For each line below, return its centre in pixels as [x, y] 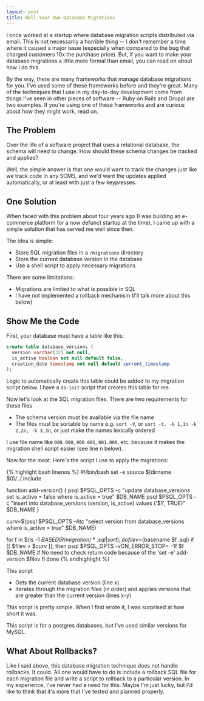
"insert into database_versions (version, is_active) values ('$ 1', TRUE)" [98, 503]
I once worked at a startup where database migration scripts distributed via [100, 35]
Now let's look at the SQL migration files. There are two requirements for [97, 399]
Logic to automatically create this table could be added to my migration [95, 381]
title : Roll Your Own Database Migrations [61, 18]
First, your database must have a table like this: [65, 335]
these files [19, 406]
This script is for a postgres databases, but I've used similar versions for [97, 626]
